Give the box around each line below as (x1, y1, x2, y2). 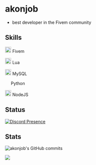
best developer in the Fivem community (12, 19, 92, 25)
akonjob (5, 3, 38, 15)
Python (10, 80, 25, 86)
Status (5, 106, 26, 114)
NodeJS (12, 91, 29, 98)
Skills (5, 33, 22, 42)
